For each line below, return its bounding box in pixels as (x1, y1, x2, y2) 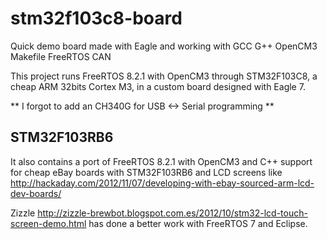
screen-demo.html (10, 217, 87, 229)
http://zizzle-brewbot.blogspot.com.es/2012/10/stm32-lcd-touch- (37, 207, 308, 219)
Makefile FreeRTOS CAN (10, 50, 112, 62)
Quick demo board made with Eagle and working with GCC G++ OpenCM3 (10, 40, 318, 52)
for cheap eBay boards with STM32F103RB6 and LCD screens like (10, 166, 283, 178)
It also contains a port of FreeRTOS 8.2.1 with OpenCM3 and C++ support (10, 155, 313, 167)
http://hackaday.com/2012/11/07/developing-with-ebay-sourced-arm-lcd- (10, 177, 315, 189)
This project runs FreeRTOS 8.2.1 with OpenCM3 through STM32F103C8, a (10, 70, 318, 82)
